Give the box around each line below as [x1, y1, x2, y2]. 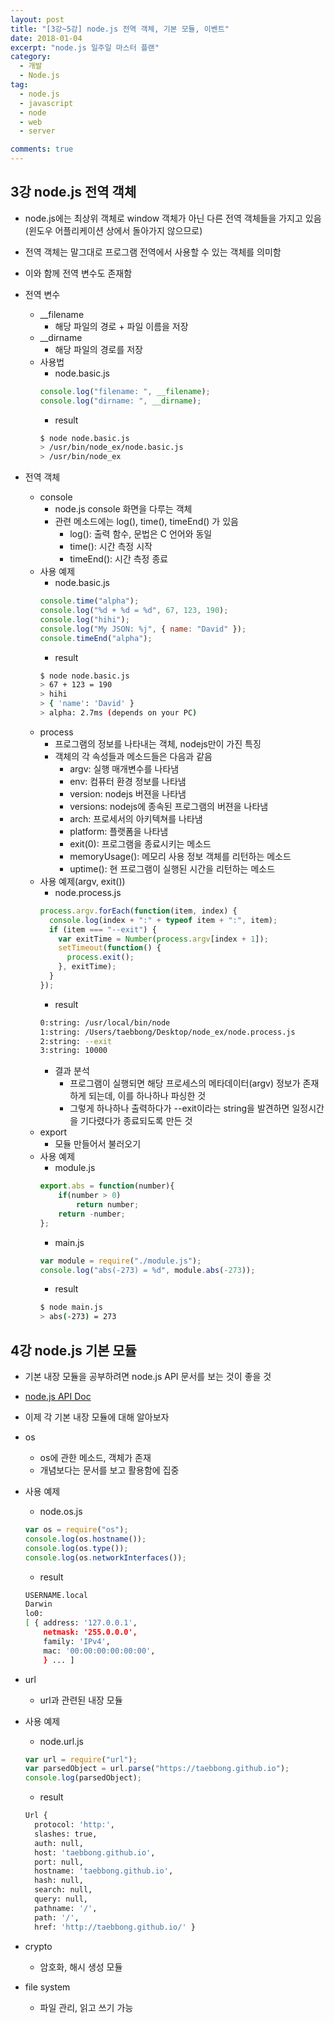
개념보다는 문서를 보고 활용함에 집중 [39, 1464, 180, 1476]
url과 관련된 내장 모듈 [39, 1694, 123, 1706]
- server [19, 126, 56, 136]
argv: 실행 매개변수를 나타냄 [69, 762, 180, 775]
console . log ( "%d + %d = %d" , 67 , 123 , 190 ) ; [39, 606, 229, 616]
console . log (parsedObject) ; [24, 1773, 142, 1783]
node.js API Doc [24, 1391, 92, 1402]
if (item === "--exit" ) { [48, 924, 157, 935]
